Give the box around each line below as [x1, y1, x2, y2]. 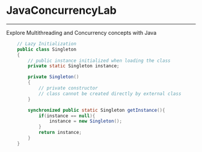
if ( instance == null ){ [38, 112, 96, 119]
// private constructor [38, 85, 98, 91]
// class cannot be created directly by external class [38, 91, 182, 97]
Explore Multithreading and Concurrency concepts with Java [6, 29, 157, 36]
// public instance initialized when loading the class [28, 58, 171, 64]
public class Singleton [17, 46, 77, 52]
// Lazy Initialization [17, 40, 77, 47]
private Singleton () [28, 74, 79, 80]
